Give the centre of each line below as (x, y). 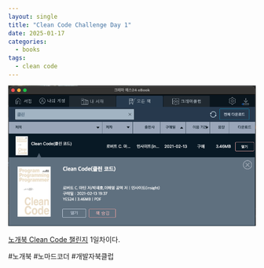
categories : (27, 42)
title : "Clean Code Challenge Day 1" (70, 25)
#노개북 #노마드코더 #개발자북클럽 (61, 256)
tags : (17, 58)
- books (28, 50)
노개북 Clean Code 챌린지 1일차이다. (64, 239)
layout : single (33, 17)
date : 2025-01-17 (37, 33)
